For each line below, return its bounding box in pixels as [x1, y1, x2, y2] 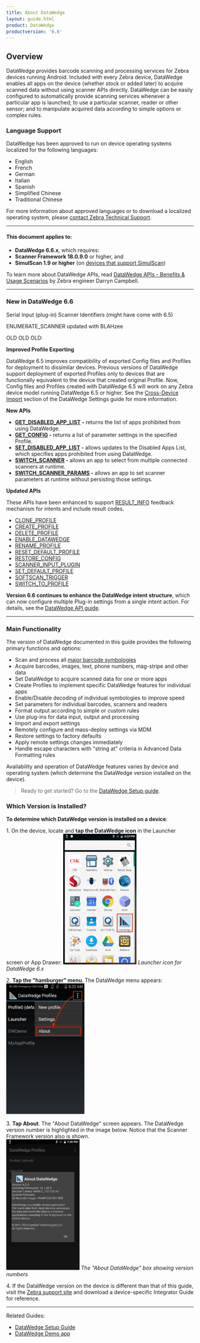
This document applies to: [6, 233, 73, 240]
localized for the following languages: [6, 146, 98, 153]
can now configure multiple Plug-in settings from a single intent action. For [6, 597, 189, 605]
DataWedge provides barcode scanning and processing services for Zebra [6, 67, 189, 75]
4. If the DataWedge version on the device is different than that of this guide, [6, 1282, 193, 1289]
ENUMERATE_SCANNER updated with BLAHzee [6, 322, 123, 329]
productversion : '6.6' [6, 29, 62, 35]
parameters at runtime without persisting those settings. [14, 475, 153, 483]
